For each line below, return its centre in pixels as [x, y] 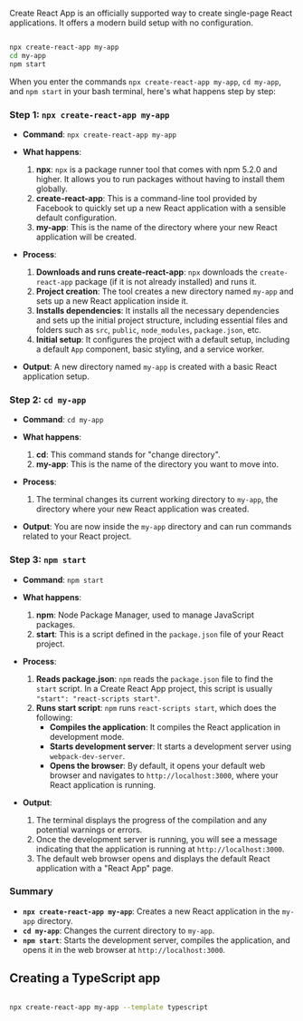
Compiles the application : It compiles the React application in [165, 727]
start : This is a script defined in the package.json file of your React [160, 634]
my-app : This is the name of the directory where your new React [156, 227]
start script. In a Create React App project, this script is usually [154, 688]
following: [54, 717]
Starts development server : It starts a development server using [170, 746]
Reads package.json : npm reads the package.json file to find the [155, 678]
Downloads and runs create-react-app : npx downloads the [147, 272]
